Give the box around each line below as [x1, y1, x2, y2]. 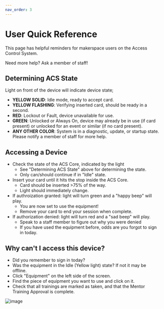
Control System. [5, 50, 38, 56]
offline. [12, 268, 27, 273]
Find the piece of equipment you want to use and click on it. [12, 278, 135, 284]
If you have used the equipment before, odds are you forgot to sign [19, 224, 157, 230]
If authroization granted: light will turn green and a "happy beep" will [12, 193, 152, 199]
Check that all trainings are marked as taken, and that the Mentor [12, 283, 145, 289]
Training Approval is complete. [12, 289, 75, 295]
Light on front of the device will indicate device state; [5, 87, 114, 93]
